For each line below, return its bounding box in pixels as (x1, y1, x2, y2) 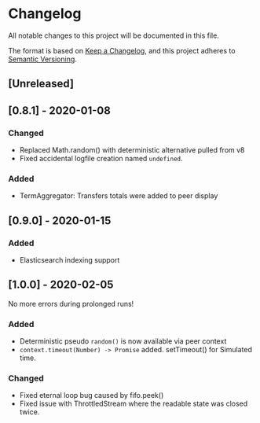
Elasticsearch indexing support (19, 256, 120, 264)
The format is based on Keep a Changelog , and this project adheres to (8, 46, 236, 55)
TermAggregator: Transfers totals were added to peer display (19, 191, 218, 200)
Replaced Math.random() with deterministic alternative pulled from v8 (19, 145, 245, 155)
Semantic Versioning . (8, 54, 77, 64)
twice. (19, 407, 40, 417)
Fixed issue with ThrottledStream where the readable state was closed (19, 399, 248, 409)
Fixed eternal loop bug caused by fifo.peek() (19, 391, 164, 400)
